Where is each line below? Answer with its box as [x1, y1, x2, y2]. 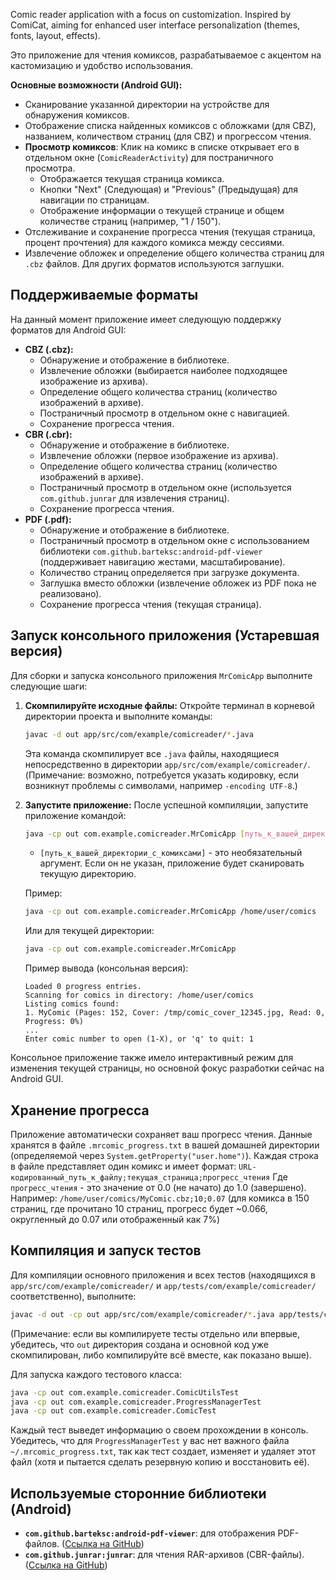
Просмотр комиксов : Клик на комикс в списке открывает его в [24, 141, 300, 153]
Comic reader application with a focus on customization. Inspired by [10, 9, 292, 20]
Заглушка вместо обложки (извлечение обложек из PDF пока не [39, 577, 317, 589]
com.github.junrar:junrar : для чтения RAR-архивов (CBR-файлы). [24, 1549, 305, 1561]
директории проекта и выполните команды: [24, 710, 213, 722]
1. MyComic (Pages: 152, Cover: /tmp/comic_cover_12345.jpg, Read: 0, [24, 1008, 326, 1018]
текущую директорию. [39, 868, 137, 880]
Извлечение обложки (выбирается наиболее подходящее [39, 364, 288, 376]
